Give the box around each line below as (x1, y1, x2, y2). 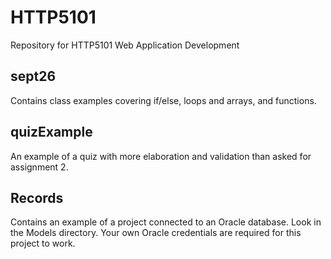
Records (10, 189, 64, 206)
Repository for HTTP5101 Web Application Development (10, 39, 240, 51)
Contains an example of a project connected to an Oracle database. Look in (10, 216, 322, 228)
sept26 (10, 68, 57, 85)
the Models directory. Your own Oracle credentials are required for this (10, 227, 302, 239)
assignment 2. (10, 161, 69, 173)
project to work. (10, 237, 76, 250)
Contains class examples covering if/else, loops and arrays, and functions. (10, 94, 317, 106)
